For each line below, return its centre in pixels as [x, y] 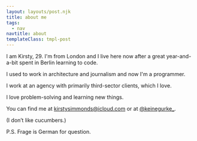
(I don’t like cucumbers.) [36, 120]
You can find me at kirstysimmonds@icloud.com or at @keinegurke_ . [91, 109]
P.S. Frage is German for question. [49, 132]
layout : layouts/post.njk [38, 12]
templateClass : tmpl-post [38, 39]
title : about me [26, 17]
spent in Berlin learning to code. [58, 62]
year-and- [179, 56]
